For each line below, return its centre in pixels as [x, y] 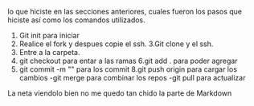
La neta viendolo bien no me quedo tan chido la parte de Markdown [120, 93]
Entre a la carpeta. [49, 52]
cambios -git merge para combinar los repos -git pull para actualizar [132, 78]
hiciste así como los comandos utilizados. [76, 20]
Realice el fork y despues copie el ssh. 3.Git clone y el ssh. [116, 44]
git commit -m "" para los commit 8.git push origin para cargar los [128, 69]
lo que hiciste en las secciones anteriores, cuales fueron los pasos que [125, 12]
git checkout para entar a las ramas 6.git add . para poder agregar [128, 61]
